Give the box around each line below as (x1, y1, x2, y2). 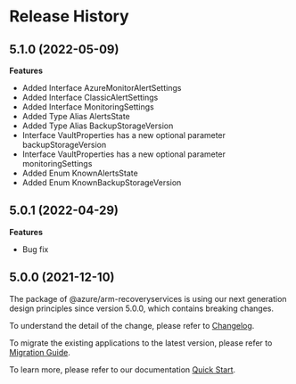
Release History (9, 6, 129, 27)
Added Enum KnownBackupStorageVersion (21, 177, 182, 188)
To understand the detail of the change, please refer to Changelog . (9, 320, 255, 331)
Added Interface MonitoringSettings (21, 102, 154, 112)
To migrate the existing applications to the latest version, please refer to (9, 337, 273, 348)
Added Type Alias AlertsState (21, 111, 131, 121)
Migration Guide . (9, 347, 71, 357)
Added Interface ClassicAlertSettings (21, 92, 159, 102)
